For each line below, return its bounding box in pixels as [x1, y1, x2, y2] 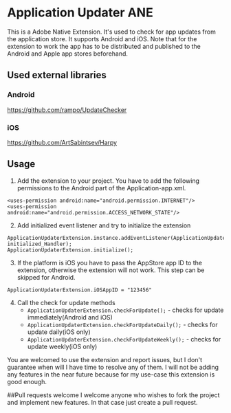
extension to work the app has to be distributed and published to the [7, 42, 201, 50]
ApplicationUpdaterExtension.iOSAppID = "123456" [7, 287, 153, 293]
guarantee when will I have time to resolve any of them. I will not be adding [7, 363, 219, 371]
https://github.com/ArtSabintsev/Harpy [7, 138, 118, 146]
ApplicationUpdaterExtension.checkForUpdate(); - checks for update [27, 306, 224, 314]
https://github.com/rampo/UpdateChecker [7, 105, 127, 114]
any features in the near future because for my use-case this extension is [7, 370, 215, 379]
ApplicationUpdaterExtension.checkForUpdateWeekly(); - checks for [27, 335, 221, 343]
